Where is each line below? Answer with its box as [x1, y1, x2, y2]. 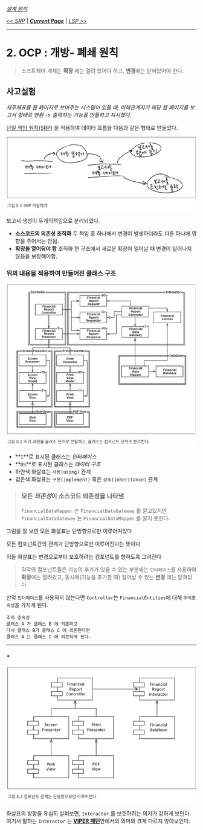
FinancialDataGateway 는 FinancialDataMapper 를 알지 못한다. [21, 514, 170, 521]
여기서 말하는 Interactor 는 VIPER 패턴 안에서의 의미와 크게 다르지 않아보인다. [6, 817, 190, 825]
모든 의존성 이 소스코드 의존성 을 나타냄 [21, 492, 124, 500]
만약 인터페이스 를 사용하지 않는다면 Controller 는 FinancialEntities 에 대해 [6, 594, 182, 601]
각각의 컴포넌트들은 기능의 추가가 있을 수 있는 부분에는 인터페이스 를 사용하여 [21, 565, 197, 573]
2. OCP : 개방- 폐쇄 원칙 [6, 46, 119, 60]
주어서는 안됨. [26, 237, 59, 245]
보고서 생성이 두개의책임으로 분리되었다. [6, 217, 100, 225]
